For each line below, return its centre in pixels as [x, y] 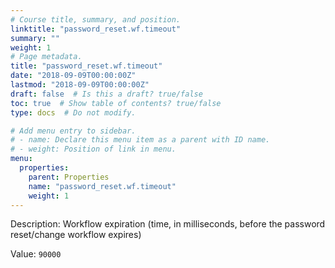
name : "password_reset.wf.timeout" [102, 186]
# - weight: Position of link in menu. [93, 149]
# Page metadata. [46, 57]
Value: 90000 [36, 254]
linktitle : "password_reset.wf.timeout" [96, 29]
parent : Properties [69, 177]
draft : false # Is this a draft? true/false [106, 94]
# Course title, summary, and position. [96, 19]
